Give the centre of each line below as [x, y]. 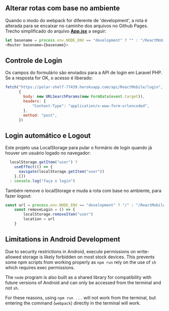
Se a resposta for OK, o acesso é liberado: [49, 78]
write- [143, 251]
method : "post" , [40, 115]
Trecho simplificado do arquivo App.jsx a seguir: [56, 31]
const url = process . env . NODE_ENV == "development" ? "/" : [70, 205]
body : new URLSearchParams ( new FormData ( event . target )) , [84, 97]
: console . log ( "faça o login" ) [43, 181]
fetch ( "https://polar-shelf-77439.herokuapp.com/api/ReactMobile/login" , [84, 87]
